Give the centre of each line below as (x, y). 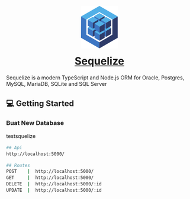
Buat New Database (35, 123)
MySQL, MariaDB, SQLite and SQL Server (57, 84)
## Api (14, 147)
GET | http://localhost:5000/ (50, 178)
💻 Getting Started (40, 103)
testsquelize (21, 136)
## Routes (18, 165)
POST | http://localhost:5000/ (50, 172)
